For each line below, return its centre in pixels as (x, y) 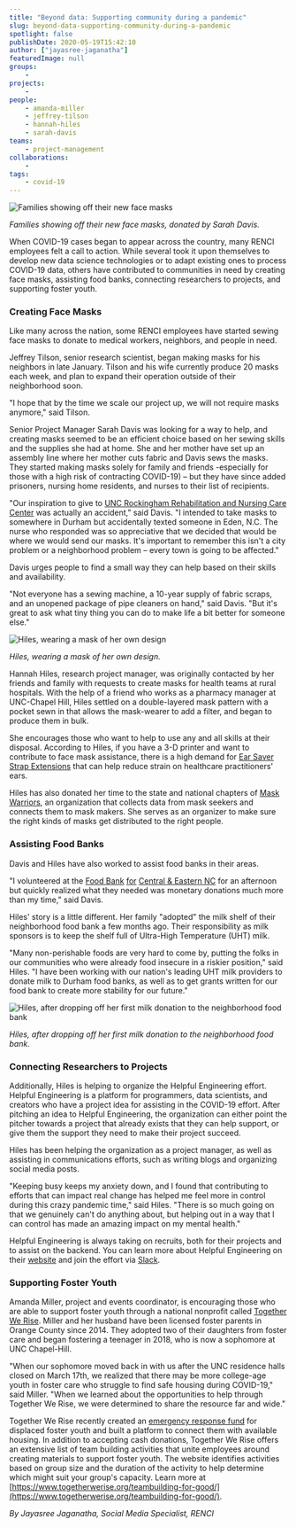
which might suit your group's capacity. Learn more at (107, 1477)
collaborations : (39, 157)
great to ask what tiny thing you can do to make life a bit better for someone (147, 613)
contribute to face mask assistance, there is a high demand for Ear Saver (141, 757)
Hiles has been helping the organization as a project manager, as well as (140, 1150)
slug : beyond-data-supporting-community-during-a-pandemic (120, 26)
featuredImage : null (47, 58)
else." (19, 622)
